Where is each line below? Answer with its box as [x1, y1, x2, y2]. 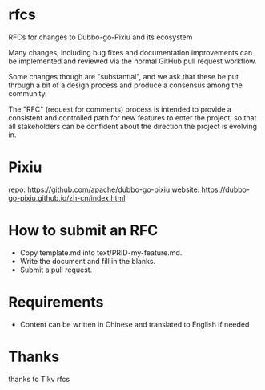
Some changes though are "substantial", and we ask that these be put [8, 71, 239, 81]
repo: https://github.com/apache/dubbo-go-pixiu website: [8, 185, 200, 194]
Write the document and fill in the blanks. [19, 256, 156, 266]
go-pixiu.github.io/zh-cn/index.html [8, 193, 126, 202]
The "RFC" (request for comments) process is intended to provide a [8, 104, 232, 114]
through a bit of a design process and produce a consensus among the [8, 80, 243, 90]
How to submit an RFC [8, 221, 159, 240]
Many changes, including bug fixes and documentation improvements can [8, 47, 253, 57]
